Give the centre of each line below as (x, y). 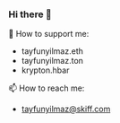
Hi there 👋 (30, 14)
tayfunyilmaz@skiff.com (66, 109)
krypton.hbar (45, 70)
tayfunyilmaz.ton (52, 61)
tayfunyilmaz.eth (52, 51)
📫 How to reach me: (47, 88)
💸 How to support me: (49, 34)
